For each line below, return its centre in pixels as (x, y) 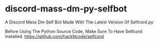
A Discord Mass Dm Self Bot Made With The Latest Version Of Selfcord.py (79, 22)
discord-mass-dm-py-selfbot (66, 9)
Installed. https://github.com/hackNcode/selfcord (54, 36)
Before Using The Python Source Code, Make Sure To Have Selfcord (74, 31)
